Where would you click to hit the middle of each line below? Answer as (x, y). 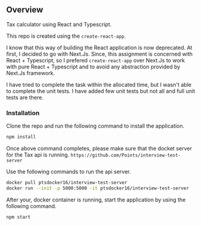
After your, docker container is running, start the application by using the (96, 200)
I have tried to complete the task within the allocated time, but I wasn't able (99, 85)
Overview (25, 10)
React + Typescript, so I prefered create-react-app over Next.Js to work (95, 60)
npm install (21, 137)
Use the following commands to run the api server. (69, 171)
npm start (19, 217)
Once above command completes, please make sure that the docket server (99, 148)
